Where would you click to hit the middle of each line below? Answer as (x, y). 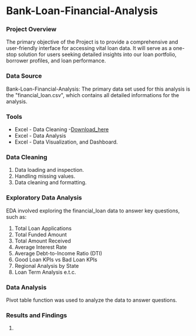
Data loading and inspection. (49, 170)
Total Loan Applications (43, 228)
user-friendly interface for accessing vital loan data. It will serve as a (89, 48)
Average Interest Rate (41, 247)
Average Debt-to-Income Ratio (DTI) (58, 253)
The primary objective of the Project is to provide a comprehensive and (92, 42)
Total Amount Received (43, 241)
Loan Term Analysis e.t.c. (45, 272)
